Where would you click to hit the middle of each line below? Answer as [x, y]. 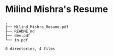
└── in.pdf [17, 40]
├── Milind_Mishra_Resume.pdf [37, 27]
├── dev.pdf [18, 35]
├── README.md [20, 31]
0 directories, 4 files [30, 48]
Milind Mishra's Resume [57, 9]
